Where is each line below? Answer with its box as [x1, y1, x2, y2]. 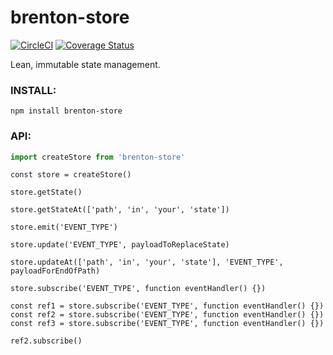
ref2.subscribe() [10, 336, 83, 346]
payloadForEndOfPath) [10, 266, 101, 276]
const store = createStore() [10, 170, 132, 180]
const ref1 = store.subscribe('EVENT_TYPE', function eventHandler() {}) [10, 301, 325, 311]
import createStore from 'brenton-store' [10, 152, 186, 162]
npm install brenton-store [10, 106, 123, 116]
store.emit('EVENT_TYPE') [10, 222, 118, 233]
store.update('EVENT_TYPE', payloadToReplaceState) [10, 240, 230, 250]
